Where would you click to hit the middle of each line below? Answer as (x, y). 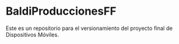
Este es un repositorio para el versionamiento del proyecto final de (89, 28)
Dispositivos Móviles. (32, 34)
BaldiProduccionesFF (61, 11)
